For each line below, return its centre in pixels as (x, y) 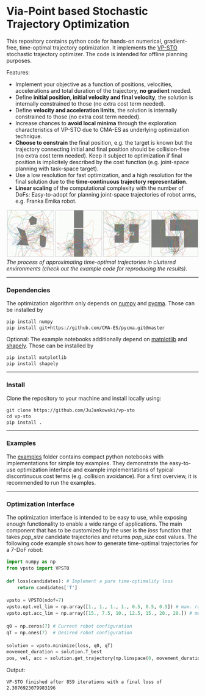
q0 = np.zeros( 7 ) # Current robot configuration (69, 626)
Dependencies (28, 290)
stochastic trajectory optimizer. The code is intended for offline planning (97, 54)
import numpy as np (31, 562)
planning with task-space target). (57, 169)
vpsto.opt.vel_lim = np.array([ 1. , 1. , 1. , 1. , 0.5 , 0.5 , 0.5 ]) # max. (99, 607)
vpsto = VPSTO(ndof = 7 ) (35, 600)
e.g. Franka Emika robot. (46, 201)
